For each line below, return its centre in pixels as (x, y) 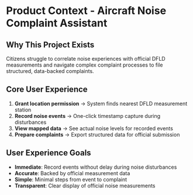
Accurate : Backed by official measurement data (72, 173)
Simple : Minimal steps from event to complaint (71, 179)
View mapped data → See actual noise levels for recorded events (94, 128)
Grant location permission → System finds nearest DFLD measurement (101, 103)
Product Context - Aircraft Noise (86, 11)
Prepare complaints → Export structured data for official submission (97, 134)
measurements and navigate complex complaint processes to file (85, 65)
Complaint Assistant (57, 23)
